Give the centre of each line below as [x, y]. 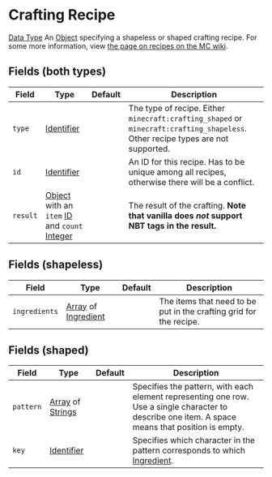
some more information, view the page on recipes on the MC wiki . [118, 45]
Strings [63, 412]
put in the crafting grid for [208, 312]
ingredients [36, 311]
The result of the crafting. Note [187, 205]
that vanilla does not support [185, 215]
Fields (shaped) [49, 350]
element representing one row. [191, 397]
